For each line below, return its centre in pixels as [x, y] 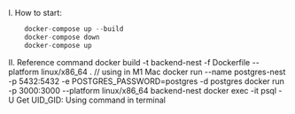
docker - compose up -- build [74, 29]
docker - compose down [62, 37]
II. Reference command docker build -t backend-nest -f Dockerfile [129, 62]
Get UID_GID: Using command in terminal [91, 100]
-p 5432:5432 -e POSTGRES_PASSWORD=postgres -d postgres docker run [147, 81]
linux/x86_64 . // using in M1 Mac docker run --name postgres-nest [163, 72]
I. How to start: [35, 13]
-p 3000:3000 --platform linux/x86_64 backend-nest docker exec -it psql [142, 90]
